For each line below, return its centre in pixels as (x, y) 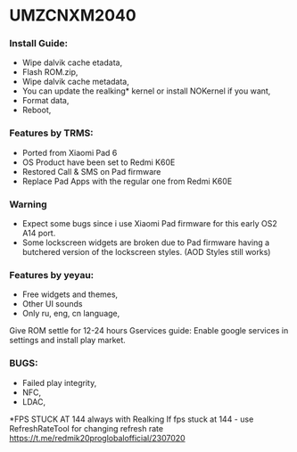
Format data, (45, 101)
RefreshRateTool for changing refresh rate (86, 428)
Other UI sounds (52, 304)
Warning (28, 204)
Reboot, (37, 110)
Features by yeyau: (52, 275)
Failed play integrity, (59, 382)
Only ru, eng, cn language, (71, 314)
